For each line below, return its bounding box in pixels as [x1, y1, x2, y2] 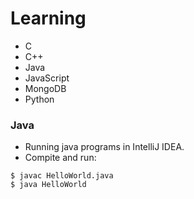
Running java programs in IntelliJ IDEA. [24, 141, 185, 153]
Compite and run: [24, 152, 97, 164]
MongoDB [24, 82, 67, 94]
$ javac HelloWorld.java [10, 171, 114, 181]
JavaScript [24, 72, 70, 84]
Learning [10, 7, 87, 30]
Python [24, 93, 55, 105]
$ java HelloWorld [10, 180, 87, 190]
